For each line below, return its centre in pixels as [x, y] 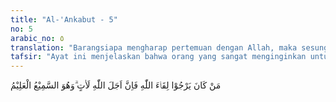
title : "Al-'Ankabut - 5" [64, 19]
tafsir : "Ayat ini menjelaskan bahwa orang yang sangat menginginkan [158, 57]
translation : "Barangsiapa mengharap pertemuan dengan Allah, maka [154, 47]
